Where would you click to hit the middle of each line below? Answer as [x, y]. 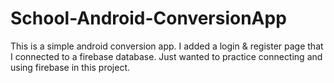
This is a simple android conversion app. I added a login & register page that [167, 46]
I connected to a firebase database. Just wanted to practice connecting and [166, 56]
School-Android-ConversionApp [148, 18]
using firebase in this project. [70, 67]
